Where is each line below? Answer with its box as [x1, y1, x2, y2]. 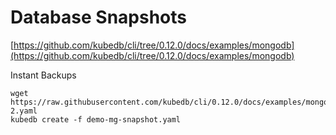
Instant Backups [10, 69, 77, 81]
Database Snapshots [10, 6, 187, 29]
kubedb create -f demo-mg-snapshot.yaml [10, 114, 182, 125]
